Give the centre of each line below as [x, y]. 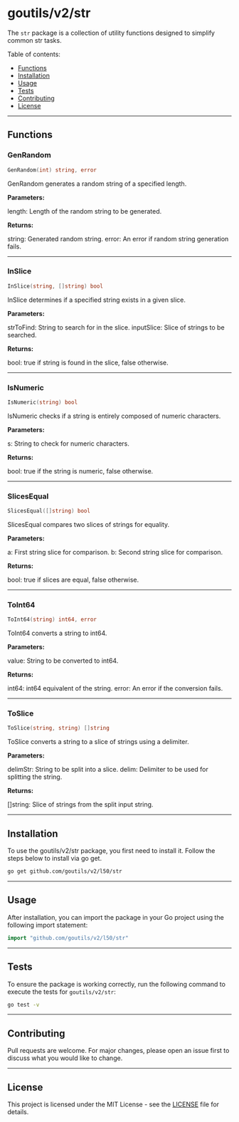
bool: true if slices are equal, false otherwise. [73, 580]
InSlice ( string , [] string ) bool [55, 286]
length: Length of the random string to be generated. [85, 211]
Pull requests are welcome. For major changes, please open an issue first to [118, 1051]
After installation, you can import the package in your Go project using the [116, 917]
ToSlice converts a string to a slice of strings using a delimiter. [99, 742]
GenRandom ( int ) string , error [52, 170]
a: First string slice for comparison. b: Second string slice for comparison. [115, 552]
